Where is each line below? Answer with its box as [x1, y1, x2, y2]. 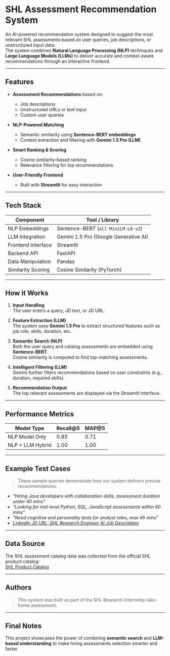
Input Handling [12, 302, 45, 308]
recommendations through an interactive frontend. [5, 58, 110, 64]
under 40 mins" [12, 498, 46, 504]
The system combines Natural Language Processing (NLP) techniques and [5, 47, 163, 53]
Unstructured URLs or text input [20, 106, 87, 112]
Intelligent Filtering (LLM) [12, 364, 67, 370]
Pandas [57, 258, 75, 265]
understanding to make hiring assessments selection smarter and [19, 640, 158, 646]
